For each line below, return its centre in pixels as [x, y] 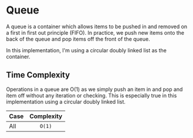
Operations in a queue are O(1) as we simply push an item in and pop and [94, 89]
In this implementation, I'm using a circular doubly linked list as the [87, 50]
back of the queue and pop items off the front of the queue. [78, 39]
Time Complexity [38, 75]
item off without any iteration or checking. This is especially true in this [92, 95]
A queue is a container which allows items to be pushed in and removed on [97, 26]
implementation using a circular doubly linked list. [66, 102]
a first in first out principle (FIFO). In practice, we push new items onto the [95, 32]
